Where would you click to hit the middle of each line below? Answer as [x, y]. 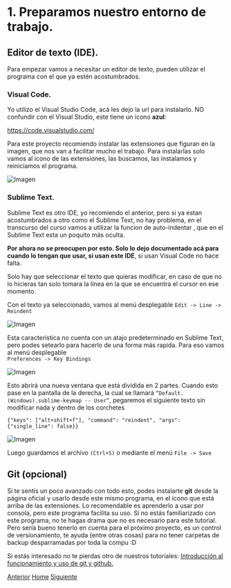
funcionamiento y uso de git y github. [61, 564]
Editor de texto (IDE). [53, 52]
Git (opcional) [37, 474]
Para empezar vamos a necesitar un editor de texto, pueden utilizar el [106, 69]
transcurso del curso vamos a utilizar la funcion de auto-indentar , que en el [115, 227]
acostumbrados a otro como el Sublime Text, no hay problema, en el [104, 220]
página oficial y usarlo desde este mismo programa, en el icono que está [111, 498]
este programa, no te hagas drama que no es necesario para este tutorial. [112, 521]
